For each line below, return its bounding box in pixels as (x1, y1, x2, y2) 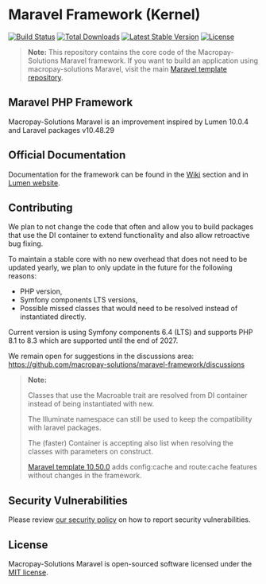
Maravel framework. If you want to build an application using (60, 56, 259, 65)
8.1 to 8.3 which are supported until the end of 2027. (8, 336, 179, 345)
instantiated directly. (19, 312, 87, 321)
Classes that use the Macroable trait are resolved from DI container (27, 391, 248, 400)
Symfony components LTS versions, (19, 295, 138, 305)
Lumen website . (8, 177, 61, 188)
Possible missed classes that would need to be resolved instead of (19, 304, 238, 313)
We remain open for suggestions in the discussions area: (8, 352, 195, 361)
